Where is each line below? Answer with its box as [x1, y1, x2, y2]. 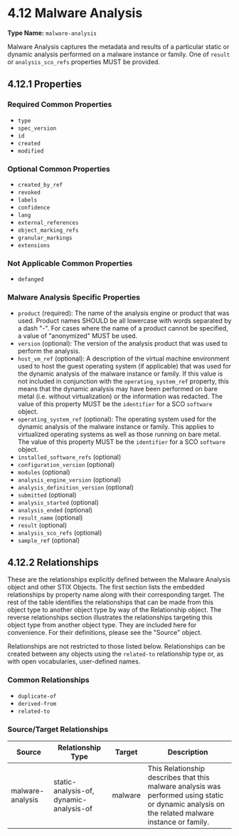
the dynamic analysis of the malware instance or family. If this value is [17, 369, 223, 378]
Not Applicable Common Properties [7, 258, 133, 268]
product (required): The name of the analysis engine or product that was [17, 309, 230, 317]
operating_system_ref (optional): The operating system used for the [17, 415, 217, 423]
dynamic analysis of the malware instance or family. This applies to [17, 422, 215, 430]
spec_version [17, 125, 57, 132]
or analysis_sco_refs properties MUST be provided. [7, 57, 160, 66]
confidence [17, 204, 51, 211]
